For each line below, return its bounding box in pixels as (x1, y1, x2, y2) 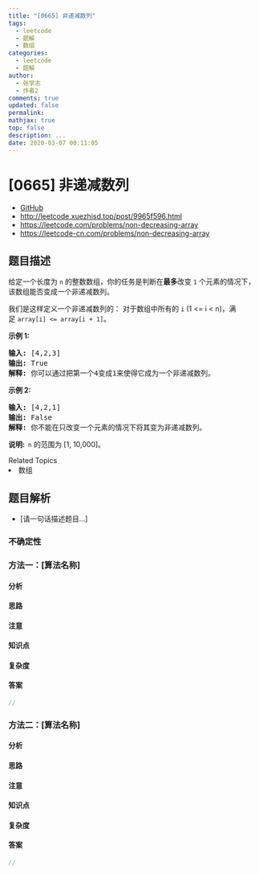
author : (8, 72, 34, 80)
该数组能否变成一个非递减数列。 (8, 287, 114, 297)
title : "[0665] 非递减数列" (8, 11, 96, 20)
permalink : (8, 109, 45, 117)
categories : (8, 49, 48, 57)
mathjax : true (8, 117, 56, 125)
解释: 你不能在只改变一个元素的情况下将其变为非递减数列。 (8, 423, 207, 433)
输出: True (8, 359, 48, 368)
